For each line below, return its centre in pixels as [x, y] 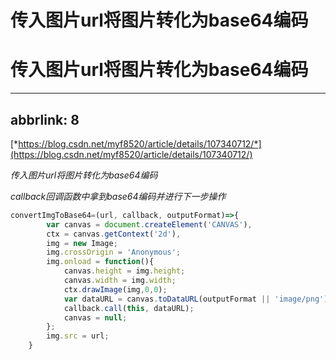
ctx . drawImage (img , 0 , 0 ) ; [115, 289]
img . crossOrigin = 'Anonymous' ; [114, 252]
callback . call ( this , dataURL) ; [129, 308]
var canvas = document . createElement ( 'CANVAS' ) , [149, 224]
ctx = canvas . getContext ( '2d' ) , [114, 234]
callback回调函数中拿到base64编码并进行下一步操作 [118, 196]
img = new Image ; [82, 243]
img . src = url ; [78, 336]
